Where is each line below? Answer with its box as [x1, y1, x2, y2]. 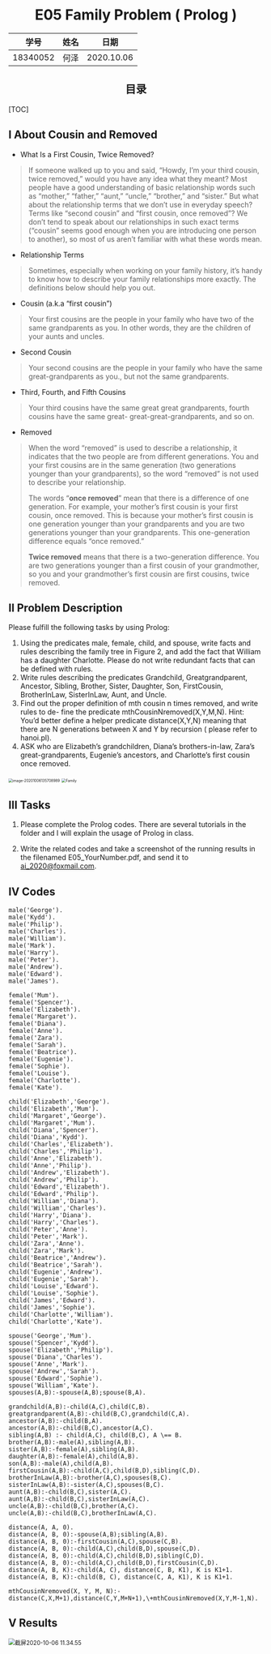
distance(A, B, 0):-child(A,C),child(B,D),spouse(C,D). [8, 1545, 201, 1553]
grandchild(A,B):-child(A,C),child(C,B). [8, 1403, 150, 1411]
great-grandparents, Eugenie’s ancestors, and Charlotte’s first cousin [19, 750, 251, 760]
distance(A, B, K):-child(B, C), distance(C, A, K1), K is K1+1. [8, 1573, 233, 1581]
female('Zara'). [8, 1034, 63, 1042]
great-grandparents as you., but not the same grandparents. [28, 371, 229, 381]
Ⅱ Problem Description [8, 601, 123, 615]
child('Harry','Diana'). [8, 1211, 92, 1219]
